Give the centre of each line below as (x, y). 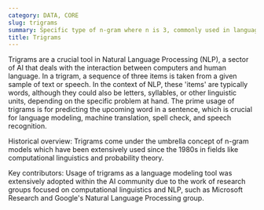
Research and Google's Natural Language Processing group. (106, 198)
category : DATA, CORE (44, 15)
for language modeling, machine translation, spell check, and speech (120, 118)
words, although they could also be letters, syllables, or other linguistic (123, 93)
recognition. (27, 126)
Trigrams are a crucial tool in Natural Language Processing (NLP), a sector (128, 60)
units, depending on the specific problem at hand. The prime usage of (121, 101)
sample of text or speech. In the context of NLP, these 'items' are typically (128, 85)
